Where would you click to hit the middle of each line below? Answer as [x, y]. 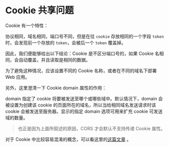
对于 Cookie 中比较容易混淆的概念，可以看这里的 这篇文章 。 [68, 139]
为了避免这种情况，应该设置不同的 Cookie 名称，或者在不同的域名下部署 [81, 70]
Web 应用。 [17, 77]
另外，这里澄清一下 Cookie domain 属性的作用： [56, 87]
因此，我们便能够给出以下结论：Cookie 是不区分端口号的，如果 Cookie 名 [82, 53]
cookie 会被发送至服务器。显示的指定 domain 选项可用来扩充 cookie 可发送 [84, 111]
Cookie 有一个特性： [27, 25]
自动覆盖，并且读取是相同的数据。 [54, 60]
